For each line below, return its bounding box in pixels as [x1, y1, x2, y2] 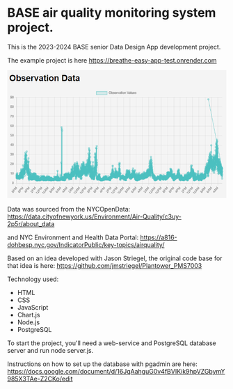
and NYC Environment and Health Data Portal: [7, 233, 139, 241]
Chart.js [17, 311, 40, 319]
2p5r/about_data [7, 220, 55, 228]
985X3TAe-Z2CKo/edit [7, 374, 73, 383]
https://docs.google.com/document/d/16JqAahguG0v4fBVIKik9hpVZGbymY [7, 367, 225, 376]
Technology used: [7, 275, 59, 283]
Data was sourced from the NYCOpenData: [7, 205, 131, 214]
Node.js [17, 318, 40, 326]
